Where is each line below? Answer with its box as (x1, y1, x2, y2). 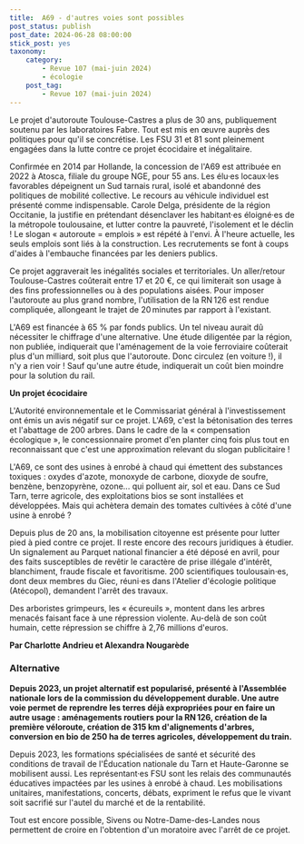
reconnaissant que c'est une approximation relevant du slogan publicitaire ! (9, 443, 290, 454)
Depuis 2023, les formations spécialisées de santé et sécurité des (9, 749, 256, 760)
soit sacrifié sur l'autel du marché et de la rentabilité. (9, 797, 206, 808)
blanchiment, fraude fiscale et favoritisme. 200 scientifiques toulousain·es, (9, 565, 289, 577)
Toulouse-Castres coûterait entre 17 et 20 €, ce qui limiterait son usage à (9, 274, 281, 286)
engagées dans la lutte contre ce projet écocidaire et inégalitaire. (9, 143, 252, 154)
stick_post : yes (9, 38, 71, 48)
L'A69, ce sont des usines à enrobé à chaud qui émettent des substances (9, 461, 283, 472)
